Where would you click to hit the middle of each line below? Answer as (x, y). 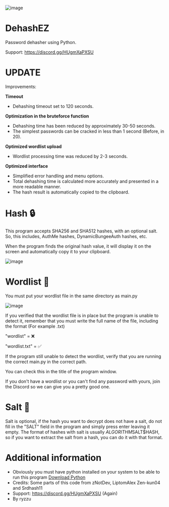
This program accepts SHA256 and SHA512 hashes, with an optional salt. (81, 231)
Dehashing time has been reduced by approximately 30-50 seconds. (84, 126)
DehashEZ (27, 28)
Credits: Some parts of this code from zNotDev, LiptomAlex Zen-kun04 (86, 482)
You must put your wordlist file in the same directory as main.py (71, 296)
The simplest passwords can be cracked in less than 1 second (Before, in (88, 131)
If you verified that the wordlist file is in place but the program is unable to (82, 315)
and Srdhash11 (27, 488)
